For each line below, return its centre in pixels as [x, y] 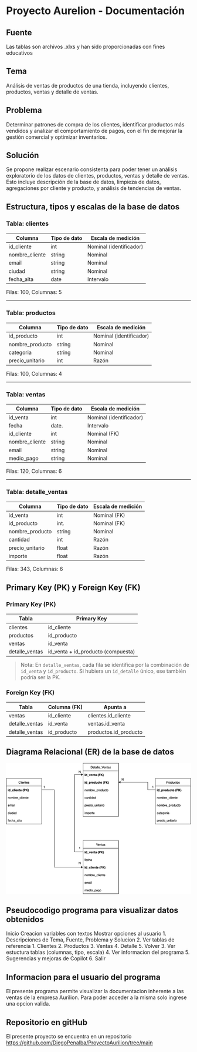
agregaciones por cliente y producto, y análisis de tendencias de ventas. [94, 188]
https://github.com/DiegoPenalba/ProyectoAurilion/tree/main [79, 1043]
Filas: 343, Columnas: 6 [35, 569]
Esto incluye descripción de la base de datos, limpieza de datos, [84, 182]
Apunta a [115, 707]
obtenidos [25, 919]
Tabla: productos [31, 313]
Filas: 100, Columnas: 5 [34, 292]
